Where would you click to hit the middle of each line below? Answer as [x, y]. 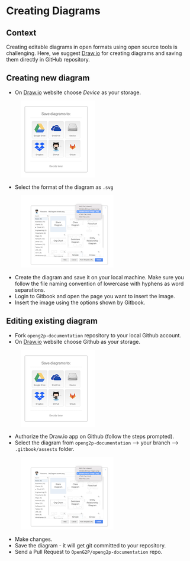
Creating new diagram [48, 78]
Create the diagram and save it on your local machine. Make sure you [99, 277]
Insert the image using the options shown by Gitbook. [80, 302]
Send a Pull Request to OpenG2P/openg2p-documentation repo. [88, 552]
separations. [30, 290]
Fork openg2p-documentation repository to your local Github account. [98, 335]
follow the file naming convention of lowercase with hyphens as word [99, 283]
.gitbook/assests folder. [45, 449]
